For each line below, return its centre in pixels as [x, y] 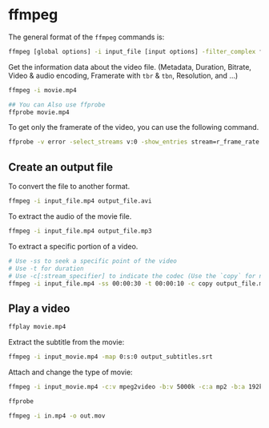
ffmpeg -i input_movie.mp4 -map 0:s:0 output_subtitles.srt [111, 357]
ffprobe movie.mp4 [39, 112]
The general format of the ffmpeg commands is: [86, 37]
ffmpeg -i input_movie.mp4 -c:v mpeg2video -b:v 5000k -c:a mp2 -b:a [127, 386]
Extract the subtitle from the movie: [66, 342]
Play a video [39, 308]
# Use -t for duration [46, 269]
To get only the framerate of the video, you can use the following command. [134, 127]
